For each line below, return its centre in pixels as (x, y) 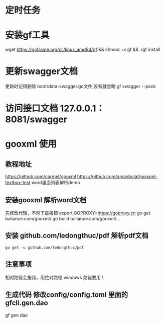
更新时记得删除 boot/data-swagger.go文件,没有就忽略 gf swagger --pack (80, 87)
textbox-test (18, 183)
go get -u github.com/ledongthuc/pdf (45, 248)
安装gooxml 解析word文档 (46, 200)
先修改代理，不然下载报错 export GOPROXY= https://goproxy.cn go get (78, 213)
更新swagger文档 (42, 71)
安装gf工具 (27, 35)
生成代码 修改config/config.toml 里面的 (66, 295)
